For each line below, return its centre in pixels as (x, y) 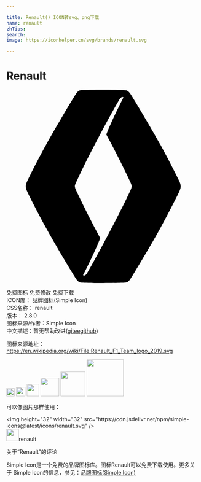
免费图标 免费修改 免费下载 (40, 293)
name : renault (25, 23)
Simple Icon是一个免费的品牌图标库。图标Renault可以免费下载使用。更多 (98, 465)
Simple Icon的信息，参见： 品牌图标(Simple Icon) (75, 473)
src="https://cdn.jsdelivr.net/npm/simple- (136, 419)
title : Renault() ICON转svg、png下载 (53, 17)
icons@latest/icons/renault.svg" (47, 426)
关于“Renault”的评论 (32, 452)
